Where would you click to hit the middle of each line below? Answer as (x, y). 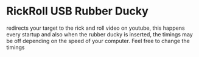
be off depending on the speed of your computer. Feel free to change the (98, 41)
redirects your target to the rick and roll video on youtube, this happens (96, 28)
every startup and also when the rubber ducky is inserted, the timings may (100, 34)
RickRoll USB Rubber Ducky (77, 11)
